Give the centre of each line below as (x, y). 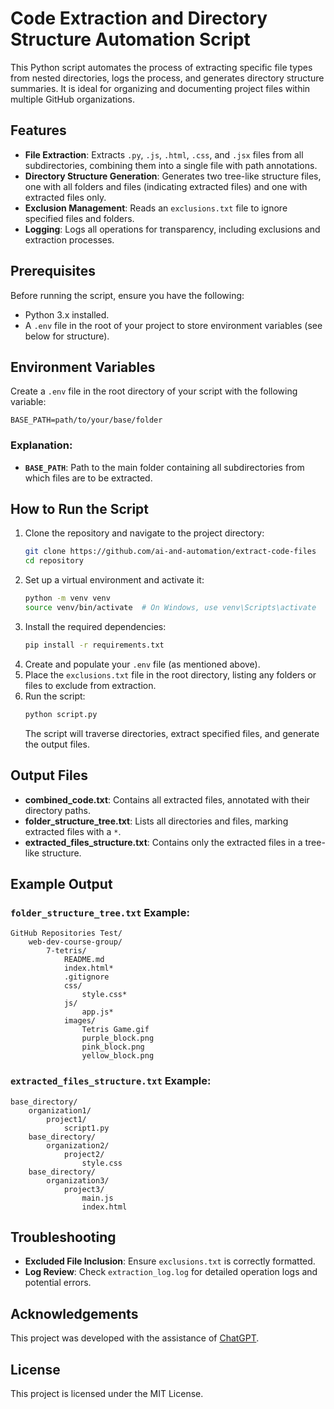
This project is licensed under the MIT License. (107, 1393)
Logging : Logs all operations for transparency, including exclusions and (172, 229)
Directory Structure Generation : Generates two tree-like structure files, (173, 176)
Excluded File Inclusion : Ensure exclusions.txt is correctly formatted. (170, 1261)
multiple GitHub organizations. (72, 99)
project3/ (84, 1189)
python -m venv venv (67, 598)
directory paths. (57, 810)
